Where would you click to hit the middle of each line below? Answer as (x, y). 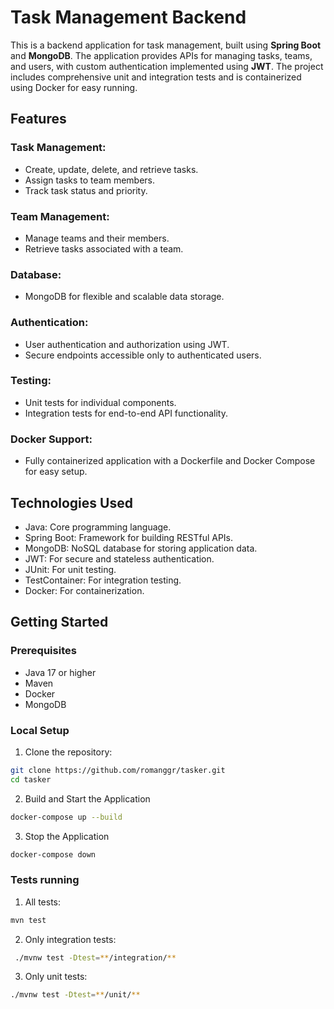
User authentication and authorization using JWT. (127, 344)
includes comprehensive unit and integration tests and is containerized (156, 77)
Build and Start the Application (87, 798)
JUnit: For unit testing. (70, 569)
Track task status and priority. (86, 190)
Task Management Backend (128, 17)
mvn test (28, 920)
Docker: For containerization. (84, 590)
